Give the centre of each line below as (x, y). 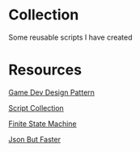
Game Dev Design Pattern (52, 92)
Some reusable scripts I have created (70, 37)
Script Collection (36, 108)
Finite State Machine (42, 124)
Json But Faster (34, 139)
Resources (45, 70)
